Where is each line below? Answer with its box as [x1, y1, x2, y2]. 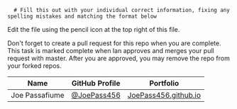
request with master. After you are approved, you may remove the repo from [7, 54, 231, 62]
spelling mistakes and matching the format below [7, 13, 158, 20]
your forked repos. [7, 62, 62, 70]
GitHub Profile [71, 79, 121, 88]
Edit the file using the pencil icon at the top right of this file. [7, 25, 180, 33]
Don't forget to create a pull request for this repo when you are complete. [7, 39, 221, 47]
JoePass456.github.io [127, 91, 201, 100]
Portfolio [148, 79, 180, 88]
